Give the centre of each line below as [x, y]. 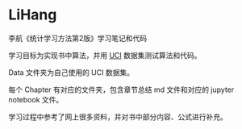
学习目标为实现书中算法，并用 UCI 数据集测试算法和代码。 [105, 55]
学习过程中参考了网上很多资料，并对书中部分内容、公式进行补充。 [118, 117]
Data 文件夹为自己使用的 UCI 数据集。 [71, 72]
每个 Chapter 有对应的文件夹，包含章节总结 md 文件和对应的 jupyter [121, 89]
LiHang [33, 15]
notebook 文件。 [36, 99]
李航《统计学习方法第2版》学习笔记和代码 [78, 38]
